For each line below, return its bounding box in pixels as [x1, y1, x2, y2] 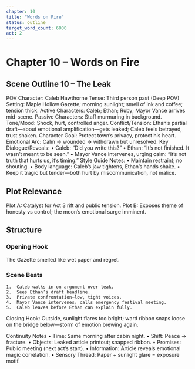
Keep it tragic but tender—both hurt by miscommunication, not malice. [6, 170, 176, 177]
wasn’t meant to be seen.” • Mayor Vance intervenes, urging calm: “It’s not [6, 151, 187, 158]
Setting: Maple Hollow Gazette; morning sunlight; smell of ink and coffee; [6, 101, 183, 108]
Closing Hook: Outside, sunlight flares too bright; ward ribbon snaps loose [6, 314, 186, 321]
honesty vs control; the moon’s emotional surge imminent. [6, 208, 147, 215]
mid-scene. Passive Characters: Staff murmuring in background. [6, 113, 163, 120]
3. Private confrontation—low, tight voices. [6, 294, 122, 300]
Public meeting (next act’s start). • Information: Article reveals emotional [6, 344, 181, 352]
